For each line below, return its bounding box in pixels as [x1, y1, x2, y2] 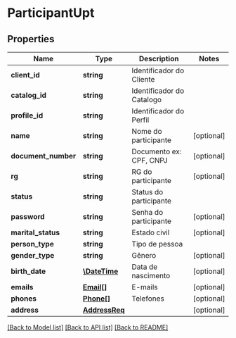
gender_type [11, 251, 55, 260]
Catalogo [131, 95, 162, 104]
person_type [11, 239, 54, 249]
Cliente [131, 75, 155, 84]
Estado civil [131, 227, 170, 237]
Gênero [131, 251, 157, 260]
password [11, 212, 45, 221]
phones [11, 294, 37, 303]
